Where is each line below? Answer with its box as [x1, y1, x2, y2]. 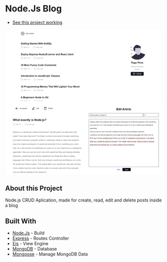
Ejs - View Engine [12, 241, 49, 247]
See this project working [12, 19, 63, 25]
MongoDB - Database [12, 246, 57, 252]
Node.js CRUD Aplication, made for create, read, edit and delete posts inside [5, 197, 162, 203]
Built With [5, 217, 36, 225]
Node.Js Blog [5, 3, 62, 14]
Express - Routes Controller [12, 235, 70, 241]
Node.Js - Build [12, 230, 45, 236]
